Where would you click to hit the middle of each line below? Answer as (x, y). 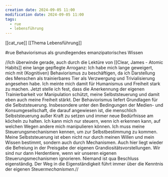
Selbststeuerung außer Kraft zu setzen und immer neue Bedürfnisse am (79, 116)
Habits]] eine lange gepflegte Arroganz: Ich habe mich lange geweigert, (79, 68)
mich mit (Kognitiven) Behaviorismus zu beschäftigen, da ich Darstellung (80, 73)
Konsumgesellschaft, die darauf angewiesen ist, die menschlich (71, 111)
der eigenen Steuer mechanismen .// (42, 169)
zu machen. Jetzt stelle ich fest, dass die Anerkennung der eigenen (75, 89)
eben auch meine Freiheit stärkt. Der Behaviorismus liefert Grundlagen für (81, 100)
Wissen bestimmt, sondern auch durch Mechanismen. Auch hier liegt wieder (84, 143)
